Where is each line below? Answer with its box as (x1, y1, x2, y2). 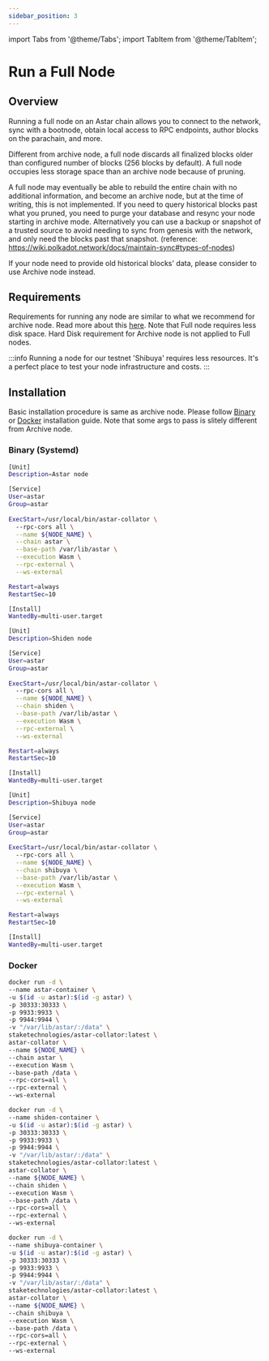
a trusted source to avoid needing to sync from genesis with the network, (8, 225, 254, 235)
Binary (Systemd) (8, 444, 79, 456)
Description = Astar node (8, 470, 89, 479)
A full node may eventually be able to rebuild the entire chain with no (8, 182, 237, 191)
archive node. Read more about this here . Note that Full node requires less (8, 320, 257, 330)
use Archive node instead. (8, 267, 96, 277)
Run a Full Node (8, 62, 116, 81)
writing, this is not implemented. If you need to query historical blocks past (8, 200, 258, 209)
